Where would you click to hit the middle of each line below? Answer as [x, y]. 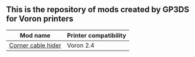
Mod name [35, 35]
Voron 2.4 [81, 45]
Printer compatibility [97, 35]
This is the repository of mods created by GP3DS [98, 10]
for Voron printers [40, 19]
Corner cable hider [35, 45]
